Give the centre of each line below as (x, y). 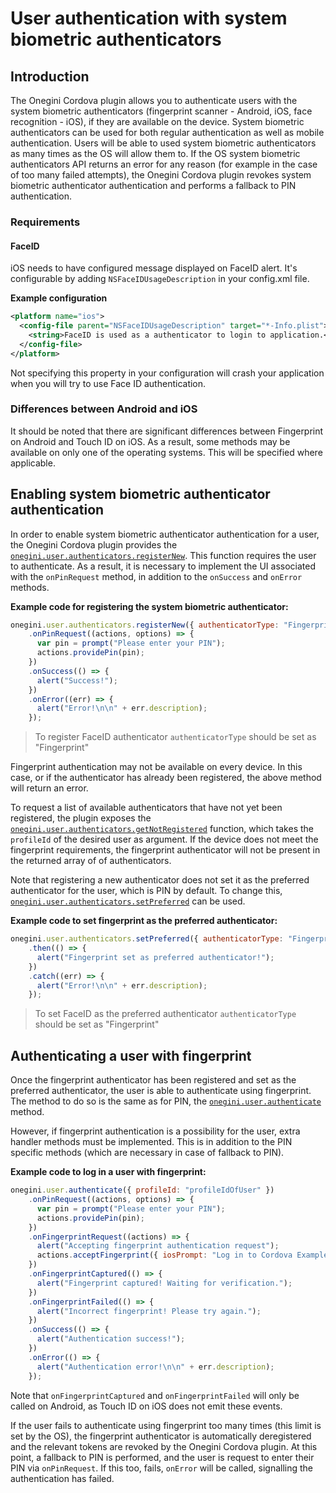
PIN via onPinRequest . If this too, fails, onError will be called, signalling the (162, 1468)
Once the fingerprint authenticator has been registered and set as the (153, 1080)
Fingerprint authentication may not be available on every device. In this (156, 767)
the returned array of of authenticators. (91, 861)
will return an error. (49, 788)
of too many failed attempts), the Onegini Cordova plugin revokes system (161, 175)
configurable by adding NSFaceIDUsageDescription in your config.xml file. (160, 279)
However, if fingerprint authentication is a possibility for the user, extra (155, 1131)
